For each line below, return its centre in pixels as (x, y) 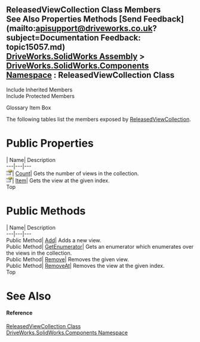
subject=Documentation (53, 38)
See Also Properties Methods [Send (74, 19)
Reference (19, 313)
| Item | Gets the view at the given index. (61, 180)
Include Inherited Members (39, 90)
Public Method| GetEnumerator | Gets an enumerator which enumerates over (100, 246)
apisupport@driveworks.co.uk (94, 28)
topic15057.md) (36, 47)
